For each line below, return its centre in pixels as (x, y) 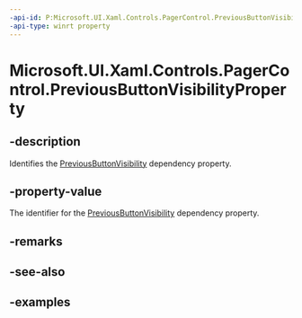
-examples (40, 302)
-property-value (56, 191)
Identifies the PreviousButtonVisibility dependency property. (120, 163)
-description (45, 141)
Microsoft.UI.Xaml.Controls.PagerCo (150, 71)
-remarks (36, 241)
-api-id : (26, 18)
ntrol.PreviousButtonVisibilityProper (148, 89)
